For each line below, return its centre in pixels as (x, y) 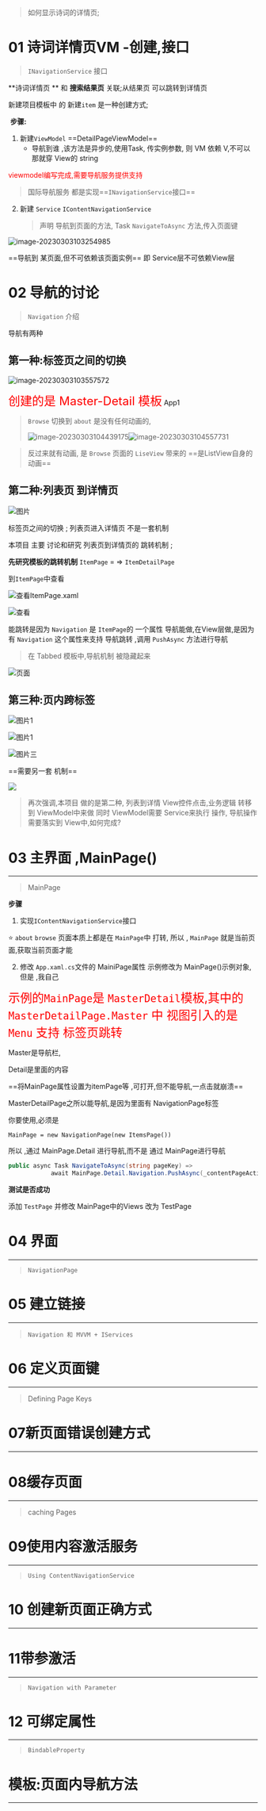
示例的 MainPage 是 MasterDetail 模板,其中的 (126, 998)
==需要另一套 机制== (43, 771)
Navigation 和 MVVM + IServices (80, 1335)
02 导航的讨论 (54, 293)
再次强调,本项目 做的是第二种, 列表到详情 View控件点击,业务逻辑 (132, 803)
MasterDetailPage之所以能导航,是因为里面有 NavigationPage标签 (114, 1103)
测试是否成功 (29, 1189)
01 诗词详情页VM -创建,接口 (99, 48)
